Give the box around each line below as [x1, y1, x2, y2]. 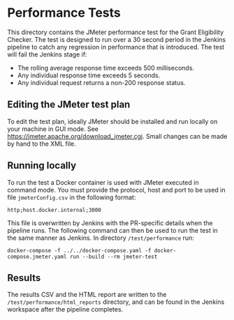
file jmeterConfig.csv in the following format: [7, 193, 136, 201]
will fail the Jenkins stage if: [7, 50, 87, 59]
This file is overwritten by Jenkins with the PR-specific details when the [7, 218, 213, 227]
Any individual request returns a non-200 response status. [17, 78, 186, 86]
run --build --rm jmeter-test [69, 253, 158, 260]
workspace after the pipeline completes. [7, 305, 124, 314]
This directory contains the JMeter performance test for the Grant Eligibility [7, 28, 224, 36]
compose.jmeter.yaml [7, 253, 68, 260]
